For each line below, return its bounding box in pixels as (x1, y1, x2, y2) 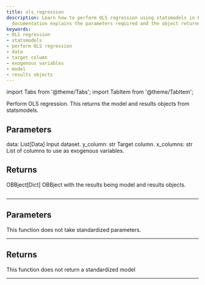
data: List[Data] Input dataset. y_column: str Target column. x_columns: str (6, 141, 193, 148)
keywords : (6, 26, 32, 32)
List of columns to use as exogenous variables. (6, 147, 124, 155)
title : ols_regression (6, 9, 64, 15)
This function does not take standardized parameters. (6, 226, 142, 233)
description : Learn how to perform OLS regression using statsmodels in (6, 15, 195, 21)
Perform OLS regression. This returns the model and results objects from (6, 100, 190, 108)
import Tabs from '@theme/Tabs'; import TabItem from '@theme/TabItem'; (6, 88, 194, 95)
